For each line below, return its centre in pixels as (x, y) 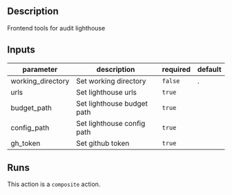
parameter (40, 69)
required (176, 69)
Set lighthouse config (110, 123)
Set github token (103, 143)
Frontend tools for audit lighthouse (56, 28)
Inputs (21, 50)
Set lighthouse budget (112, 103)
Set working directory (111, 81)
